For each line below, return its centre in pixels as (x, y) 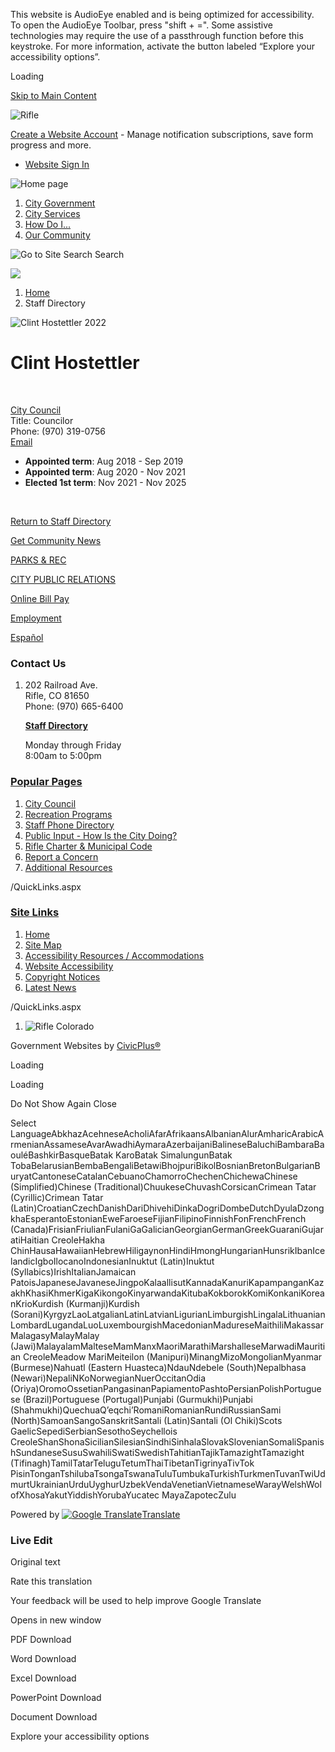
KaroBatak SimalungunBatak (174, 1155)
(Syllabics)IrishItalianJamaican (73, 1271)
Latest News (50, 987)
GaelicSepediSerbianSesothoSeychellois (94, 1431)
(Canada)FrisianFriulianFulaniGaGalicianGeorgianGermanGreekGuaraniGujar (167, 1229)
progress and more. (51, 145)
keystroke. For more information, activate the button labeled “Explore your (162, 46)
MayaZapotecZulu (199, 1495)
